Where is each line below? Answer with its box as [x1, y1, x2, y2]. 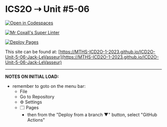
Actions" [27, 117, 45, 123]
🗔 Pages [19, 104, 39, 110]
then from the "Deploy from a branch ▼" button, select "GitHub [27, 112, 158, 118]
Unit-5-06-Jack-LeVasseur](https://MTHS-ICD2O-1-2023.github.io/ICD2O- [5, 54, 159, 60]
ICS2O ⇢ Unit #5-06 [5, 3, 89, 15]
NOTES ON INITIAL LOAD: [5, 73, 59, 79]
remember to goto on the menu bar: [12, 83, 86, 89]
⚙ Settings [19, 99, 42, 105]
